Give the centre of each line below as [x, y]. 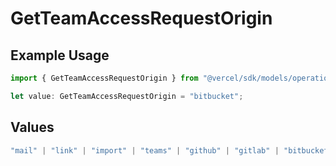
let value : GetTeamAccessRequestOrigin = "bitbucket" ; [127, 96]
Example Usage [60, 55]
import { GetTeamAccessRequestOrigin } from [104, 78]
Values [32, 127]
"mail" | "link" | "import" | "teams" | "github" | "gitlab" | [145, 150]
